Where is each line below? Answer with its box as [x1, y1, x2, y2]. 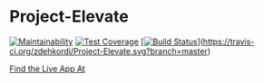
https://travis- [202, 36, 255, 47]
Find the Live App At [9, 63, 86, 74]
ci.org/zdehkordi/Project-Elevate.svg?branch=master [9, 45, 209, 56]
